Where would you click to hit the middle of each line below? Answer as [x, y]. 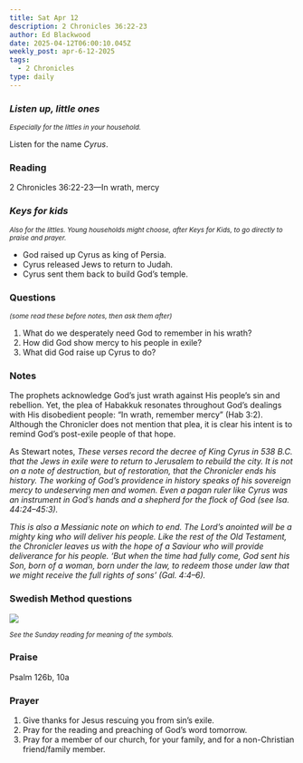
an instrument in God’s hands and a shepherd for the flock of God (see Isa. [149, 500]
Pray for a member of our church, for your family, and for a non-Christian [158, 739]
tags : [19, 60]
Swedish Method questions [71, 599]
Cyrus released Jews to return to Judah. [98, 264]
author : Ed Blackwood [50, 34]
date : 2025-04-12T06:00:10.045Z [70, 43]
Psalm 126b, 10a [39, 677]
